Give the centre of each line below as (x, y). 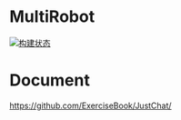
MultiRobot (52, 17)
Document (50, 80)
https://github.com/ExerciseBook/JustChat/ (90, 105)
